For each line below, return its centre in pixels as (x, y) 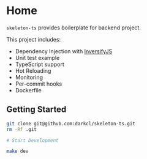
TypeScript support (40, 64)
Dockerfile (28, 90)
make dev (17, 151)
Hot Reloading (33, 70)
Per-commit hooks (39, 84)
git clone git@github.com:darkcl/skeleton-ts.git (71, 124)
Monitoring (29, 77)
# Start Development (33, 140)
